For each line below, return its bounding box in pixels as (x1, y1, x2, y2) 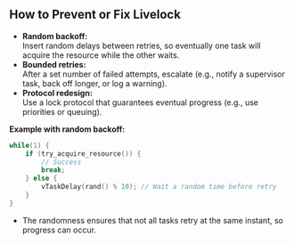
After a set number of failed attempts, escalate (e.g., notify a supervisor (21, 69, 285, 79)
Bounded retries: (21, 59, 86, 69)
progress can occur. (21, 224, 96, 235)
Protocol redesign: (21, 87, 94, 98)
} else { (25, 174, 58, 183)
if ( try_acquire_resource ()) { (25, 149, 142, 159)
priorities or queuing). (21, 106, 102, 117)
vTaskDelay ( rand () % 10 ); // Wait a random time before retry (41, 183, 277, 191)
